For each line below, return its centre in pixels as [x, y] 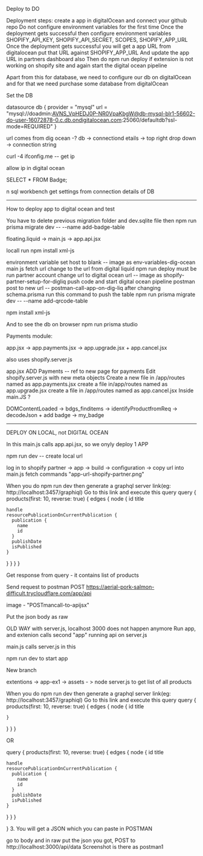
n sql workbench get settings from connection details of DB [80, 191]
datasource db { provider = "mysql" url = [57, 107]
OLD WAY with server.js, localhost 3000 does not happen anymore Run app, [101, 628]
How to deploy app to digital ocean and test [60, 209]
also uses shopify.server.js [39, 359]
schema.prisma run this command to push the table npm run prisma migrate [101, 294]
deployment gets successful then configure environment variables [89, 33]
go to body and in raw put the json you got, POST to [71, 840]
